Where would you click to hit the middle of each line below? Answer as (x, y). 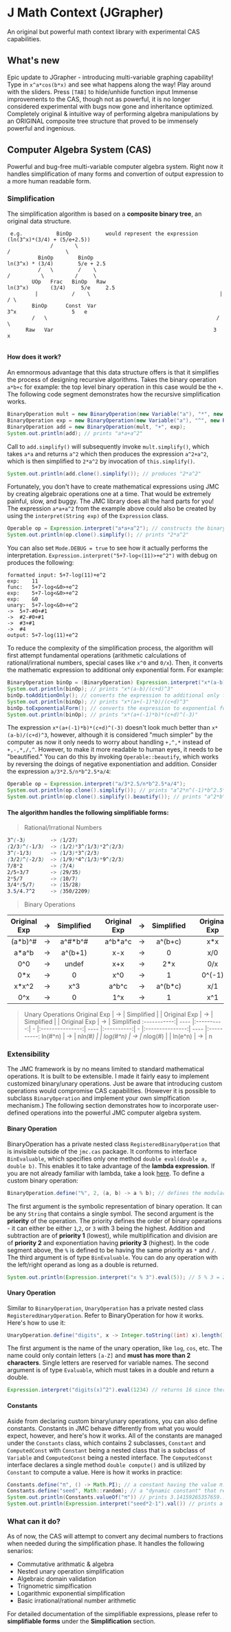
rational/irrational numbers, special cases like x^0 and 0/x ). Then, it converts (115, 663)
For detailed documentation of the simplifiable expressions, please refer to (112, 1614)
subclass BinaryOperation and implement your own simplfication (99, 1098)
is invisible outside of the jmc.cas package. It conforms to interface (102, 1151)
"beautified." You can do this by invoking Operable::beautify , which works (113, 757)
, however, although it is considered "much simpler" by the (130, 735)
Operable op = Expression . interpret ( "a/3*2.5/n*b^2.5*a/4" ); (97, 784)
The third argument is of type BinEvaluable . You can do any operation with (113, 1257)
